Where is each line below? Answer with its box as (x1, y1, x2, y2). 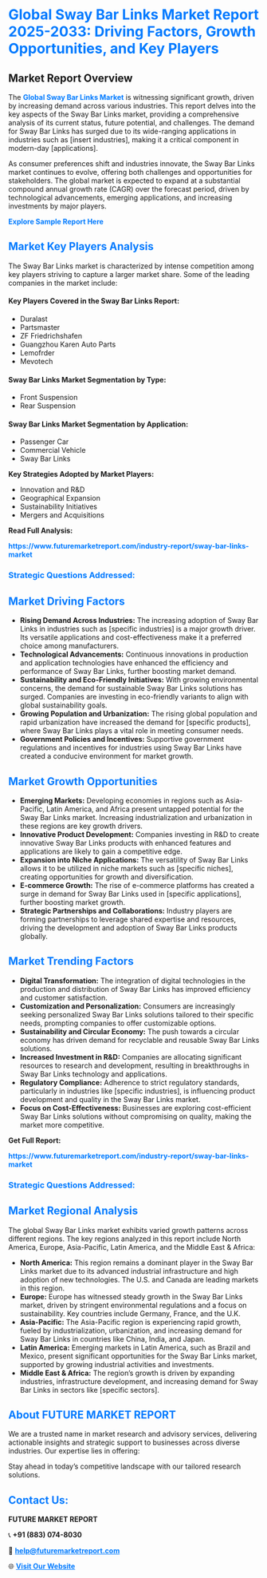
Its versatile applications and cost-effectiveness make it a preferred (19, 632, 242, 642)
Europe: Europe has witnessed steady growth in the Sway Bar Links (19, 1291, 243, 1301)
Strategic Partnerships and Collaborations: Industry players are (19, 906, 233, 915)
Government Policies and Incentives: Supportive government (19, 735, 225, 744)
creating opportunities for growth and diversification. (19, 872, 194, 882)
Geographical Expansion (19, 494, 101, 503)
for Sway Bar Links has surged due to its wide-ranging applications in (8, 126, 237, 136)
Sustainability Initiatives (19, 502, 98, 512)
